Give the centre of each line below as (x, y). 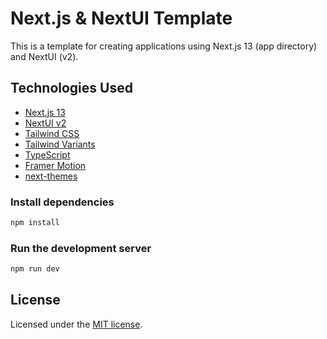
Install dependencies (62, 202)
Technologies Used (71, 88)
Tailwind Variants (60, 144)
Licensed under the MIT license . (76, 324)
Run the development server (81, 248)
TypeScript (47, 154)
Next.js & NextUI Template (121, 18)
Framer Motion (55, 165)
